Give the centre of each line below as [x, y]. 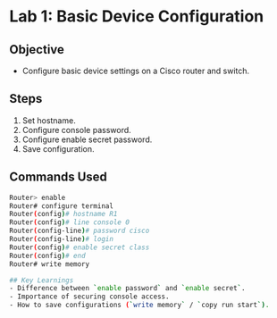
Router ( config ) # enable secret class [80, 247]
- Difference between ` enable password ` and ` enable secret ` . [127, 289]
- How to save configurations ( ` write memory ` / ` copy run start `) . [139, 305]
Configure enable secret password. [87, 139]
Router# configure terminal [62, 206]
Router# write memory [50, 264]
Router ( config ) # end [48, 255]
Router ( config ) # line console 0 [69, 222]
